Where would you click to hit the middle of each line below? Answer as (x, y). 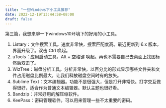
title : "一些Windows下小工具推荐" (38, 10)
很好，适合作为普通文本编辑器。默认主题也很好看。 (69, 88)
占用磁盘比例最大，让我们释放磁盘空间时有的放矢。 (69, 76)
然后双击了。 (25, 63)
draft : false (19, 19)
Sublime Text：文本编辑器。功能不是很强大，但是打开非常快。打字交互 (84, 82)
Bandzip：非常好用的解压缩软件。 (47, 94)
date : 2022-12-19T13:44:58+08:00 (40, 14)
